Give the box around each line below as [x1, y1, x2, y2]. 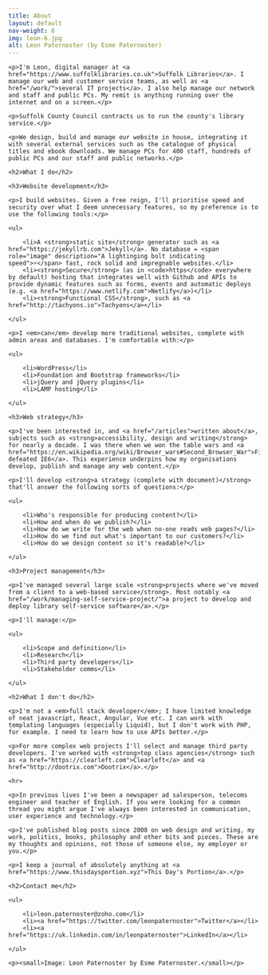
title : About [8, 11, 52, 20]
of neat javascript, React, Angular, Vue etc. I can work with [8, 714, 223, 722]
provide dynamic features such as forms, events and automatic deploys [8, 281, 251, 289]
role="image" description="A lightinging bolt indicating [8, 253, 205, 261]
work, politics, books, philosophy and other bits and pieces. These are [8, 833, 259, 841]
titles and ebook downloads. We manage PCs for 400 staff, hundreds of [8, 147, 251, 156]
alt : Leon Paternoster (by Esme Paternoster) [8, 42, 162, 50]
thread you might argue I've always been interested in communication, [8, 805, 251, 813]
